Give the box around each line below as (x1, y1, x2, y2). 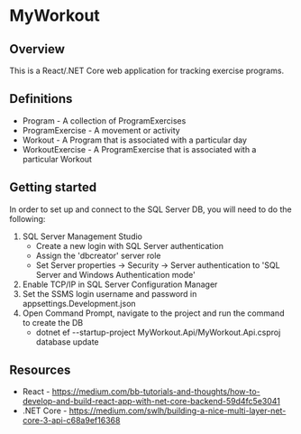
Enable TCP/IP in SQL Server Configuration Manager (22, 279, 218, 290)
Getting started (9, 180, 97, 195)
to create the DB (22, 317, 84, 328)
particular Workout (22, 153, 93, 164)
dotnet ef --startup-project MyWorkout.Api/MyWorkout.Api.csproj (35, 327, 281, 337)
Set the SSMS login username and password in (22, 288, 197, 299)
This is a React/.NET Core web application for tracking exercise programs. (9, 65, 285, 76)
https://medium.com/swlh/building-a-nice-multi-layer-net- (68, 405, 287, 416)
